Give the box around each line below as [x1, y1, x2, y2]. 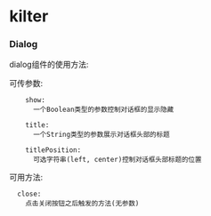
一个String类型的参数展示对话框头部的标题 [32, 131, 171, 140]
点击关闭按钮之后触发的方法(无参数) [25, 199, 140, 208]
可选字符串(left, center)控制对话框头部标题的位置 [32, 156, 202, 164]
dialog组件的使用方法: [9, 60, 89, 70]
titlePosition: [25, 146, 82, 155]
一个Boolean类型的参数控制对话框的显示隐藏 [32, 105, 174, 115]
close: [17, 189, 42, 199]
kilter [9, 6, 49, 27]
